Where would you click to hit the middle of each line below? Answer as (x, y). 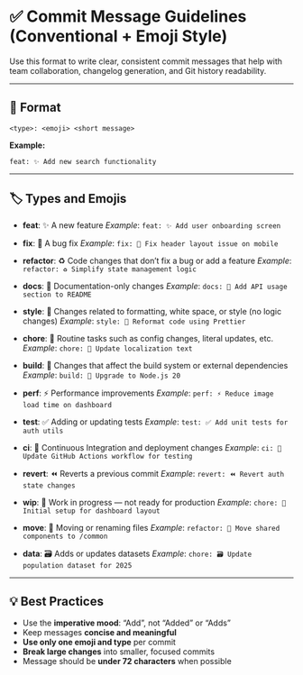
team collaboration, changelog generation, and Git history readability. (138, 70)
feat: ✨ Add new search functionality (83, 161)
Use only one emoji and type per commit (99, 643)
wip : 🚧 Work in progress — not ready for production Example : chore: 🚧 (154, 502)
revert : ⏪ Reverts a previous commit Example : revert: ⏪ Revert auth (153, 473)
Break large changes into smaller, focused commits (118, 652)
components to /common (65, 536)
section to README (57, 295)
